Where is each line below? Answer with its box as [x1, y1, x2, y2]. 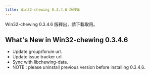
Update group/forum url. [12, 49, 62, 54]
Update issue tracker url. [12, 54, 63, 60]
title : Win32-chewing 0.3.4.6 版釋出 [5, 7, 81, 12]
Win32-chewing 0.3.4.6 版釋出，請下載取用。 [5, 21, 98, 27]
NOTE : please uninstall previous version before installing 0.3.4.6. [12, 64, 146, 70]
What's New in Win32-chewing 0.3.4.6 [5, 36, 128, 44]
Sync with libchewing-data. [12, 59, 68, 65]
